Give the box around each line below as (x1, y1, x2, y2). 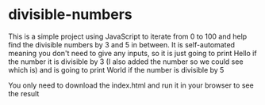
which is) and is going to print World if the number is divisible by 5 (8, 65, 225, 74)
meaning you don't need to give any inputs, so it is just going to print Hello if (8, 48, 257, 58)
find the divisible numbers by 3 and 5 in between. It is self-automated (8, 39, 236, 49)
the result (8, 88, 40, 98)
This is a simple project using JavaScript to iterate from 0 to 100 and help (8, 32, 248, 41)
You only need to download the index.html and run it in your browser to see (8, 81, 254, 90)
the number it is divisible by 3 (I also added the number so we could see (8, 57, 244, 66)
